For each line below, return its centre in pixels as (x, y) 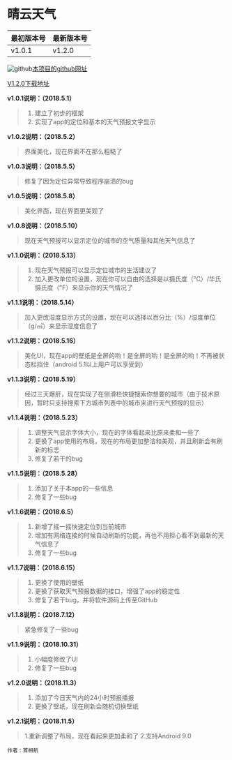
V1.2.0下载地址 (29, 83)
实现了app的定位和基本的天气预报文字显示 (95, 121)
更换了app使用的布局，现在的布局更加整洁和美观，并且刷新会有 (126, 441)
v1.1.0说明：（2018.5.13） (44, 255)
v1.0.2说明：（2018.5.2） (43, 136)
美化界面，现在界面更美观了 (64, 211)
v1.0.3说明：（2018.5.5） (43, 166)
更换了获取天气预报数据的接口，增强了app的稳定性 (107, 591)
